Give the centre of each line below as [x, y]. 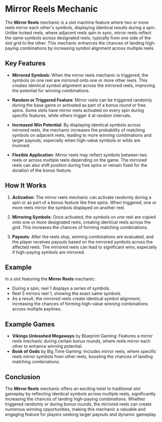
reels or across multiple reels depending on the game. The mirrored [79, 160]
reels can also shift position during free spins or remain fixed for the [80, 165]
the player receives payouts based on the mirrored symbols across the [82, 242]
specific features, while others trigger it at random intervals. [72, 115]
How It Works [26, 186]
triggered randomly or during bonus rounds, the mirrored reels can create [78, 404]
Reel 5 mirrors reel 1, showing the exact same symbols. [67, 293]
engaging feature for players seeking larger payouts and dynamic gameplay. [81, 414]
